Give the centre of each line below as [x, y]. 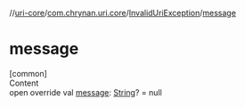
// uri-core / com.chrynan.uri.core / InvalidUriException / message [122, 13]
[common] [28, 73]
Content [24, 83]
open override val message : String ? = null [86, 92]
